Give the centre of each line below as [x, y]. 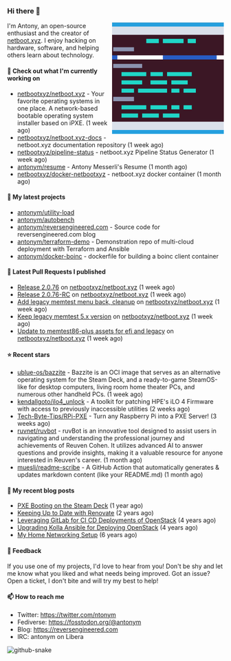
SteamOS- [203, 380]
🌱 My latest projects [36, 197]
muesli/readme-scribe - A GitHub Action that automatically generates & [118, 468]
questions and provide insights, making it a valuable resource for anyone [120, 453]
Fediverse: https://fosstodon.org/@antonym [79, 622]
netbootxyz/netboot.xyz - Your [60, 94]
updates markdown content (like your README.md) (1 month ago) [110, 475]
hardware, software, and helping [53, 48]
